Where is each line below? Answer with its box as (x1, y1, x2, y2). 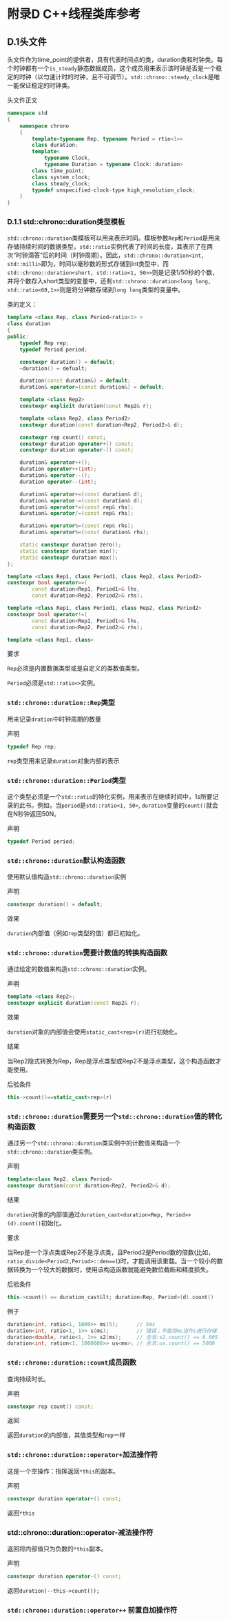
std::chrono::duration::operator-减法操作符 (7, 1527, 154, 1537)
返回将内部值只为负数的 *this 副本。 (7, 1544, 107, 1553)
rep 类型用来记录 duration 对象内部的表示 (7, 756, 120, 765)
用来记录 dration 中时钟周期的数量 (7, 715, 102, 723)
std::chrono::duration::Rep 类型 (7, 697, 116, 707)
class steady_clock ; (32, 180, 91, 187)
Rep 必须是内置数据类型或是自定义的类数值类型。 (7, 664, 143, 673)
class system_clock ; (32, 174, 91, 181)
